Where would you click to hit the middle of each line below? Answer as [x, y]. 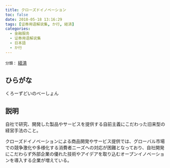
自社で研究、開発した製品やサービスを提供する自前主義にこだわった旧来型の [85, 124]
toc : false [17, 15]
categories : [18, 29]
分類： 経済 [16, 63]
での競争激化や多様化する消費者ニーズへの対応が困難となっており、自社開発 [85, 148]
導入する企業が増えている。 [43, 160]
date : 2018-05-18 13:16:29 [34, 19]
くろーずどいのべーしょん [32, 93]
